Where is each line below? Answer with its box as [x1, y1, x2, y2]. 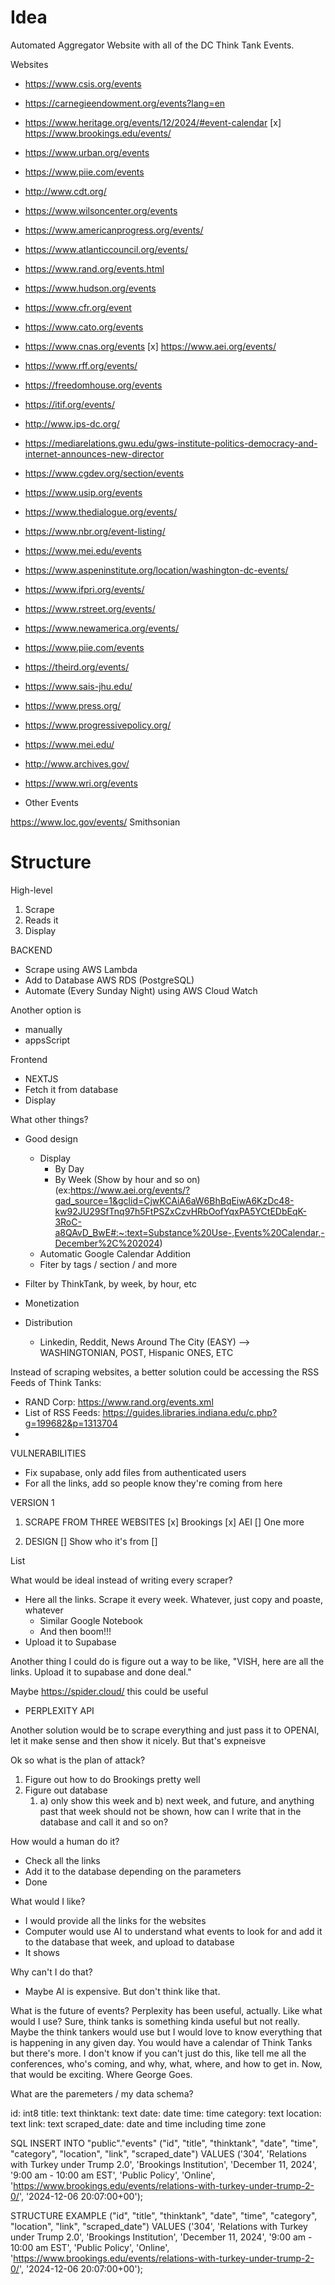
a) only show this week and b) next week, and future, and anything [39, 1794, 315, 1806]
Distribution [24, 1316, 73, 1328]
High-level [10, 884, 53, 896]
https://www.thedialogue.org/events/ [24, 506, 178, 518]
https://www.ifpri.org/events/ [24, 583, 145, 595]
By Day [54, 1162, 85, 1175]
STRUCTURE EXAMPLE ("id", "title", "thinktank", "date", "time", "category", [10, 2209, 318, 2221]
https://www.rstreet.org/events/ [24, 602, 156, 615]
